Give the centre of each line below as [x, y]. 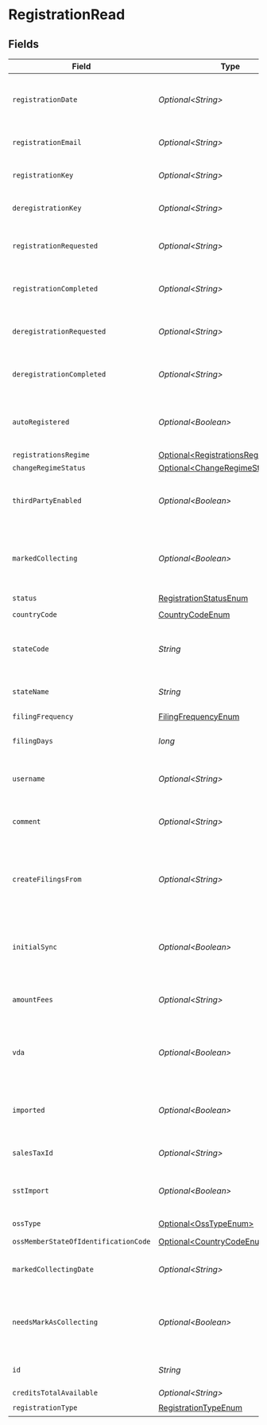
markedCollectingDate [53, 1269]
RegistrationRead [67, 15]
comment [27, 822]
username [29, 779]
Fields [24, 44]
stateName [31, 691]
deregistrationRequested [59, 332]
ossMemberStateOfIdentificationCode [81, 1242]
